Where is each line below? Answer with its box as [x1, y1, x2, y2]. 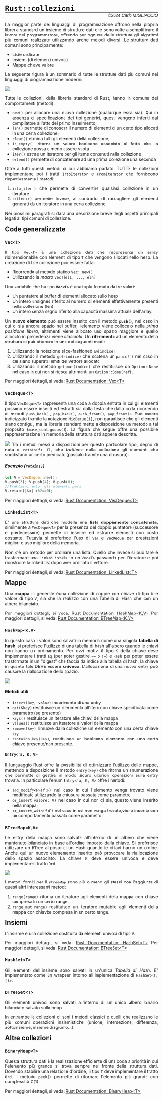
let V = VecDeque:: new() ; [5, 475, 57, 480]
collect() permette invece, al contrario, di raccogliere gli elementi [12, 196, 158, 201]
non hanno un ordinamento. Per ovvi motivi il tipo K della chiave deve [5, 648, 158, 653]
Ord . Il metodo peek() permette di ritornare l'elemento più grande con [5, 1074, 158, 1080]
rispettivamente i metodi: [5, 176, 55, 181]
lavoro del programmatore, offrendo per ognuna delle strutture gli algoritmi [5, 32, 158, 37]
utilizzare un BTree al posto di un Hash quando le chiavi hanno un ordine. [5, 845, 158, 851]
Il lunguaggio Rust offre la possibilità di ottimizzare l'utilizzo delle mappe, [5, 762, 158, 768]
